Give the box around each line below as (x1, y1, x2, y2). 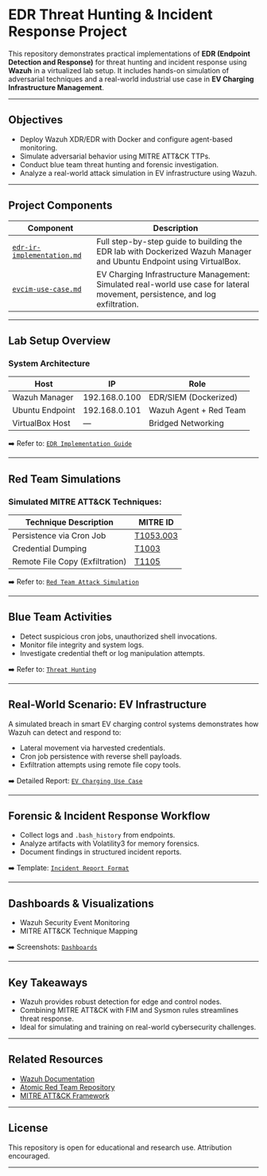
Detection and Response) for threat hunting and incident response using (8, 57, 248, 67)
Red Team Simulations (8, 472, 122, 486)
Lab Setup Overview (8, 334, 111, 347)
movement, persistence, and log (96, 288, 217, 299)
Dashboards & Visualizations (8, 897, 154, 910)
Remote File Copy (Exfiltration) (12, 556, 127, 567)
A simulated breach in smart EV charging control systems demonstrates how (8, 719, 259, 729)
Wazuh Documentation (19, 1073, 95, 1084)
